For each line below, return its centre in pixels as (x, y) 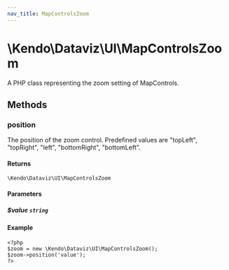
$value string (28, 210)
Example (20, 228)
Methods (27, 105)
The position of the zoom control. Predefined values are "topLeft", (102, 140)
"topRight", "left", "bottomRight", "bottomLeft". (74, 147)
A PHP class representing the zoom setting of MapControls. (93, 83)
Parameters (25, 194)
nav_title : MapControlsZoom (48, 14)
